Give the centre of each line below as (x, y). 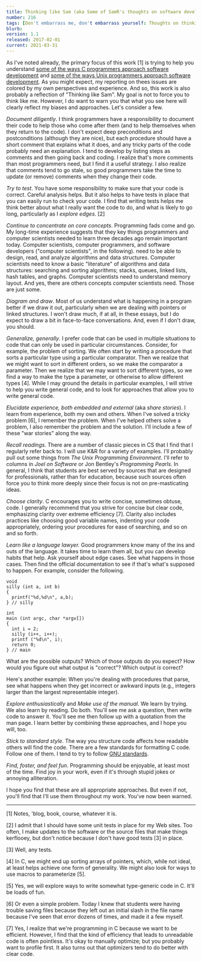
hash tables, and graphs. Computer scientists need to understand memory (98, 276)
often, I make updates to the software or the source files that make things (97, 831)
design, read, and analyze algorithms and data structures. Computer (91, 257)
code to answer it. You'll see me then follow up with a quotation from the (96, 716)
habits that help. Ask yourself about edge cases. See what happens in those (100, 557)
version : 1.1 (23, 34)
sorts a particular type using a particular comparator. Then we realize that (97, 357)
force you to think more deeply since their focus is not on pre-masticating (97, 483)
